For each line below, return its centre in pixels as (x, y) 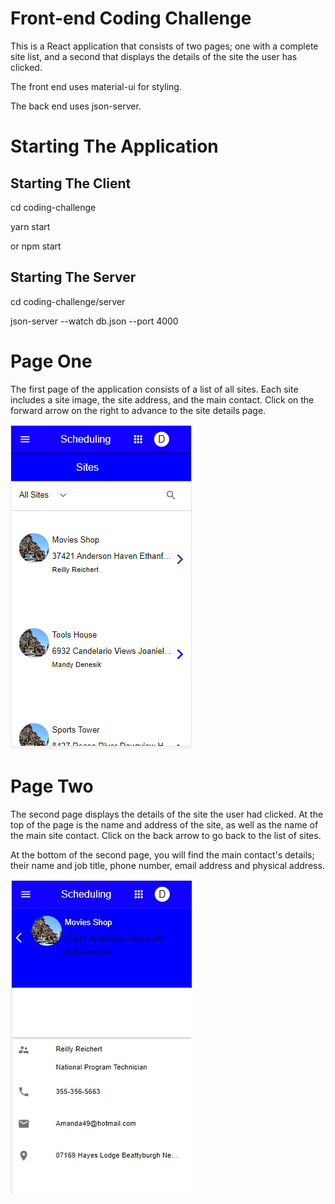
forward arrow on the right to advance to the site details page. (138, 410)
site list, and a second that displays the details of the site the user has (154, 56)
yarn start (30, 226)
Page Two (52, 786)
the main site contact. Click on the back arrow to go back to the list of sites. (166, 835)
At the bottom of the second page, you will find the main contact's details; (162, 854)
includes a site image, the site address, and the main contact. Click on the (162, 399)
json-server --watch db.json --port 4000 (94, 321)
